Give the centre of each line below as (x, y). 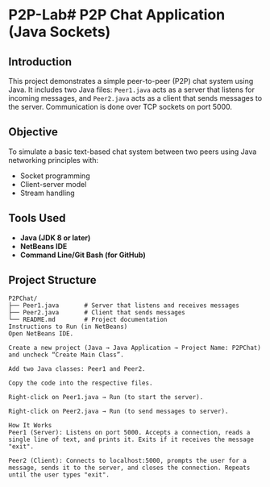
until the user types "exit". (59, 475)
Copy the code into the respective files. (81, 383)
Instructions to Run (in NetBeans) (68, 327)
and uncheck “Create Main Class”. (66, 355)
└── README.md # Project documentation (88, 320)
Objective (33, 132)
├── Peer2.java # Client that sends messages (97, 313)
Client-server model (53, 184)
